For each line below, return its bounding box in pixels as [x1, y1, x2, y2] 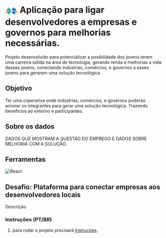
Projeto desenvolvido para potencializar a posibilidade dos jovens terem [5, 54, 153, 60]
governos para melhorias [5, 27, 111, 38]
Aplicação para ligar [19, 4, 104, 15]
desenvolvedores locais [5, 190, 81, 199]
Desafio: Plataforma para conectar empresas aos [5, 183, 161, 191]
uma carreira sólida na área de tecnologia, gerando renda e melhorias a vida [5, 59, 162, 65]
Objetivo [5, 84, 32, 93]
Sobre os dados [5, 122, 55, 131]
